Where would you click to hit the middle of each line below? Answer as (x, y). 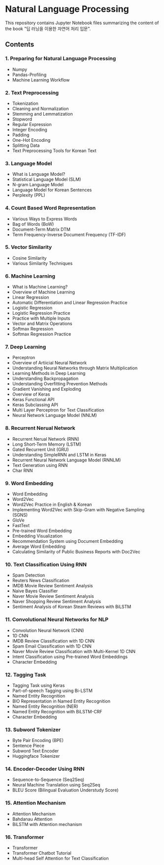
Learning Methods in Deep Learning (49, 373)
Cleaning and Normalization (40, 108)
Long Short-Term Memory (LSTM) (47, 444)
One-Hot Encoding (31, 140)
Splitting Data (26, 145)
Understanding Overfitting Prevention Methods (60, 384)
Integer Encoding (30, 129)
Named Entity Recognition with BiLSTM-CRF (57, 711)
